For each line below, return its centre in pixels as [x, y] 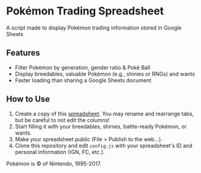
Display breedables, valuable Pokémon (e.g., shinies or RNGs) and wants [105, 74]
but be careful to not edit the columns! [62, 120]
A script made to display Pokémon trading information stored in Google [94, 28]
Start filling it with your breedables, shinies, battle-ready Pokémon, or [101, 126]
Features [23, 53]
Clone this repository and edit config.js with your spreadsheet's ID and [103, 145]
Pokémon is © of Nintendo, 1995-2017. [54, 163]
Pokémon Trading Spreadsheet [85, 11]
